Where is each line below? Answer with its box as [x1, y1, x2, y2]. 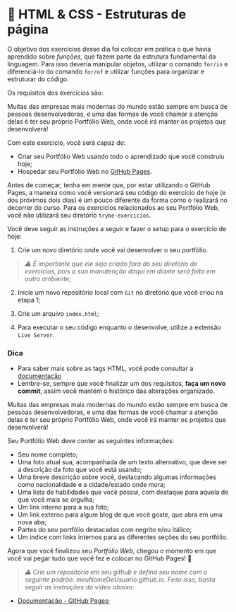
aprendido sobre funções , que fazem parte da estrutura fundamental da [7, 52, 216, 61]
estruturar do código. [7, 74, 69, 83]
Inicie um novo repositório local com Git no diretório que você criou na [17, 288, 223, 296]
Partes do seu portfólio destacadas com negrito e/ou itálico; [17, 526, 192, 534]
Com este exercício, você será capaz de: [7, 138, 126, 147]
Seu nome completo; [17, 450, 79, 459]
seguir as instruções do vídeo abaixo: [24, 583, 135, 592]
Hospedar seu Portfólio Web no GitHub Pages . [17, 167, 153, 175]
